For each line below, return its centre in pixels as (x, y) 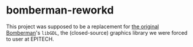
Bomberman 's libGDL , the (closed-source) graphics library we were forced (97, 32)
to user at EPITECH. (30, 39)
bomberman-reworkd (60, 10)
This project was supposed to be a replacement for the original (83, 26)
